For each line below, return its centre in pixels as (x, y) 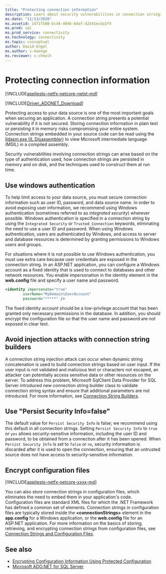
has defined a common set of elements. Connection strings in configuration (82, 508)
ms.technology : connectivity (35, 38)
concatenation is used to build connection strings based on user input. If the (83, 364)
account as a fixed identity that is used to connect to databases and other (80, 270)
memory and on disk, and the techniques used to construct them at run (78, 165)
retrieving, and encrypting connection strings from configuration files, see (80, 529)
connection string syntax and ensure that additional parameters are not (77, 391)
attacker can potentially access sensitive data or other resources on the (78, 375)
